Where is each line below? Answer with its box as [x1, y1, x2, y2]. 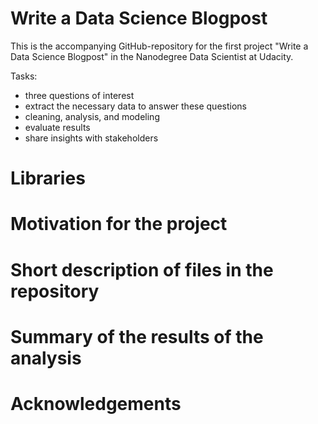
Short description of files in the [10, 258, 274, 281]
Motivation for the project [10, 213, 228, 236]
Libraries [10, 167, 86, 190]
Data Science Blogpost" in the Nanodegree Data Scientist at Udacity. [10, 50, 294, 62]
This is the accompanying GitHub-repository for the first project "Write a [10, 40, 309, 52]
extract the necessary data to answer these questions [24, 100, 247, 112]
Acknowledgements [10, 392, 182, 415]
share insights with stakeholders [24, 132, 159, 144]
